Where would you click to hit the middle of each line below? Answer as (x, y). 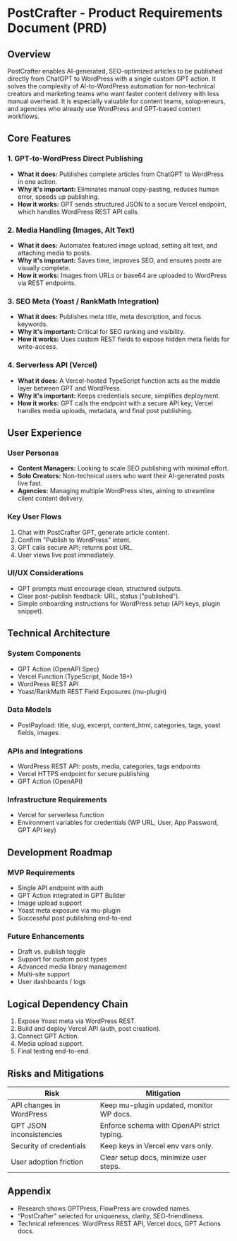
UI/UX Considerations (45, 573)
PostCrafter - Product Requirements (115, 13)
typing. (111, 1135)
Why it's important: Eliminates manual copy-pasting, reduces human (118, 189)
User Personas (33, 453)
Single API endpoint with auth (60, 888)
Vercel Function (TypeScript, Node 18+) (75, 676)
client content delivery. (51, 498)
